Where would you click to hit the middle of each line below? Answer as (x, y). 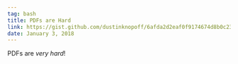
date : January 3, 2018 (41, 33)
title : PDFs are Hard (39, 20)
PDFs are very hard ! (36, 53)
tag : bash (22, 14)
